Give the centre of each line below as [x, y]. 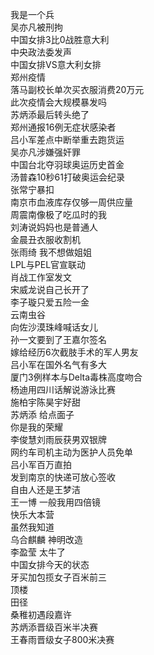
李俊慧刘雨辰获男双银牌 [58, 439]
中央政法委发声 [41, 52]
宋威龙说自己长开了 [50, 289]
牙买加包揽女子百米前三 [58, 577]
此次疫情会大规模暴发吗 [58, 102]
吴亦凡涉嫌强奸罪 [45, 152]
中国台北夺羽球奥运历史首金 [67, 164]
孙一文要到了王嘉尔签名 [58, 339]
